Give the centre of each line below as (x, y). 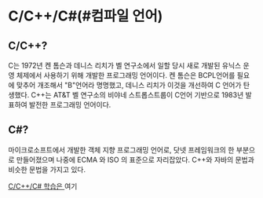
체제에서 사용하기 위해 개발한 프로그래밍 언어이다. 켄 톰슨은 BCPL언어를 (126, 75)
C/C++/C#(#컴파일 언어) (86, 16)
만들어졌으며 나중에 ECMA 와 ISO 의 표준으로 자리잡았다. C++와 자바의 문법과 (135, 159)
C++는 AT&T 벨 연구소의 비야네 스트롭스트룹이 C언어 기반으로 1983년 (137, 95)
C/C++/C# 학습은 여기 (43, 186)
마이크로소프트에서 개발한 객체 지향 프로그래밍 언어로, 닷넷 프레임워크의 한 (121, 149)
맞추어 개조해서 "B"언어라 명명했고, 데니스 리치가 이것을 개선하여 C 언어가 (129, 85)
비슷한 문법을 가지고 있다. (47, 169)
